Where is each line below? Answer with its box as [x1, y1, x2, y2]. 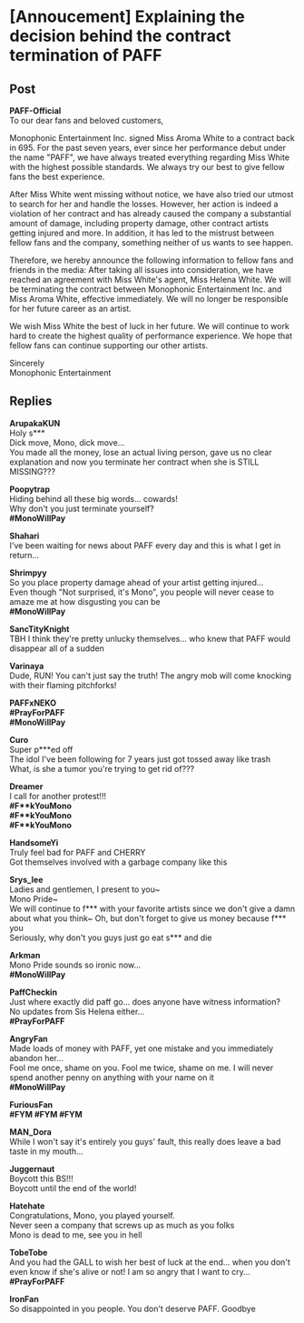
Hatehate [9, 1200, 45, 1211]
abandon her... [9, 1052, 64, 1063]
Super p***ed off [9, 744, 74, 755]
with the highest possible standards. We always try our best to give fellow [9, 162, 285, 172]
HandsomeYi [9, 837, 59, 847]
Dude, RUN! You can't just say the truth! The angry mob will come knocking [9, 670, 292, 681]
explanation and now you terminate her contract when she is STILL [9, 456, 260, 467]
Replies [9, 394, 53, 409]
